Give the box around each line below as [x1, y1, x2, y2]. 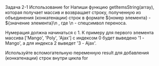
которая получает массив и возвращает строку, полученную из [5, 9, 141, 15]
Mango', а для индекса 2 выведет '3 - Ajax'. [5, 40, 97, 46]
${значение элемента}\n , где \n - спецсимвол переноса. [5, 20, 127, 26]
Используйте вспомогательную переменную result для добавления [5, 50, 149, 56]
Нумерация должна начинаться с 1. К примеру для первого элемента [5, 30, 154, 35]
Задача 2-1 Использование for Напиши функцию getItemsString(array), [5, 4, 155, 10]
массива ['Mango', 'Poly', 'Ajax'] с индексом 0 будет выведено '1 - [5, 35, 145, 41]
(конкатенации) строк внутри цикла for [5, 55, 88, 61]
